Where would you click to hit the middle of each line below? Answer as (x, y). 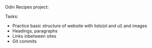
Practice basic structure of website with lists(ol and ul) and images (80, 26)
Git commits (24, 41)
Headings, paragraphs (35, 31)
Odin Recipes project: (27, 7)
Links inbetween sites (34, 36)
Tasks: (12, 16)
